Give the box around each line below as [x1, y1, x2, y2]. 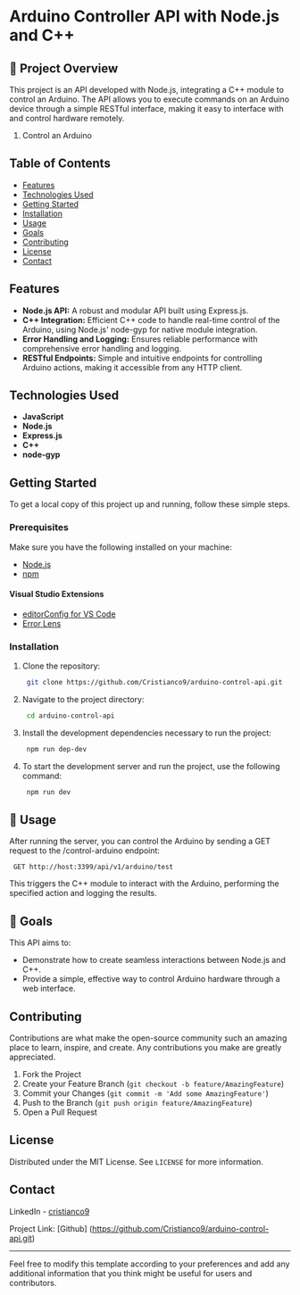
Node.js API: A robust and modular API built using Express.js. [21, 305, 249, 316]
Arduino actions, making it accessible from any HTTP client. [21, 361, 243, 372]
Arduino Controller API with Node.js [9, 6, 279, 27]
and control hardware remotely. [9, 113, 125, 123]
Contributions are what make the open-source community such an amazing [9, 1033, 287, 1043]
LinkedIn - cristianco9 [9, 1206, 90, 1216]
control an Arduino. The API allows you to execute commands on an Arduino [9, 94, 290, 104]
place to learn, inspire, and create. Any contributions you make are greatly [9, 1042, 282, 1052]
